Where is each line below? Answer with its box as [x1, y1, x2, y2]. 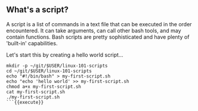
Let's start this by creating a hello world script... [6, 51, 123, 58]
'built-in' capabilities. [6, 39, 58, 47]
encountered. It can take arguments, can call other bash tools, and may [6, 27, 181, 34]
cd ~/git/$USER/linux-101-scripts [6, 68, 92, 74]
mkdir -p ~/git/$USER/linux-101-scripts [6, 63, 109, 69]
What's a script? [6, 5, 69, 15]
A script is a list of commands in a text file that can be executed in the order [6, 20, 192, 27]
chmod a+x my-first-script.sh [6, 84, 82, 90]
